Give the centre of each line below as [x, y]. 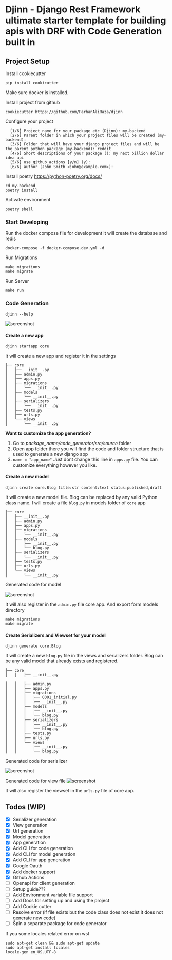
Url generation [28, 831]
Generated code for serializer [36, 761]
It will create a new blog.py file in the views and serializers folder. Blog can [84, 656]
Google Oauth [27, 866]
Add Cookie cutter [32, 906]
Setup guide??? [29, 889]
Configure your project [30, 121]
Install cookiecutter [26, 73]
